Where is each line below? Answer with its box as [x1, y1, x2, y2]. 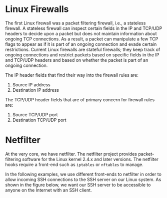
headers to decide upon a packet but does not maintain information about [5, 30, 157, 36]
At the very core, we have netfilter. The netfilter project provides [5, 151, 137, 157]
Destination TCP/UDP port [12, 117, 66, 123]
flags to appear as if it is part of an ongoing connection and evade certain [5, 41, 157, 47]
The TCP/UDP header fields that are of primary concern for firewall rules [5, 96, 155, 103]
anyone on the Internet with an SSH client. [5, 187, 92, 193]
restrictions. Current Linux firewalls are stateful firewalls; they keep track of [5, 46, 160, 52]
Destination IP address [12, 87, 59, 93]
